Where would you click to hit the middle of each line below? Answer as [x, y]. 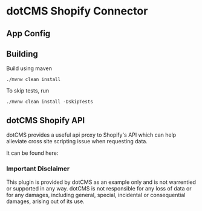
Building [22, 54]
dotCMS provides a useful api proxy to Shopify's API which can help [91, 135]
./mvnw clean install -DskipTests [50, 102]
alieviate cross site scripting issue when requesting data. [77, 141]
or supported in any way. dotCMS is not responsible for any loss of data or [99, 188]
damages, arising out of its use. [45, 201]
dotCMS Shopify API [46, 120]
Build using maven [29, 68]
